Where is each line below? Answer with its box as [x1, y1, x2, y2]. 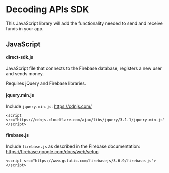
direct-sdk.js [6, 54, 34, 60]
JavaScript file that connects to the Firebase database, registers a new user [6, 65, 162, 71]
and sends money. [6, 70, 44, 76]
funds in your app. [6, 25, 44, 31]
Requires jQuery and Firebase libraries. [6, 80, 86, 86]
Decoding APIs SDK [6, 4, 89, 15]
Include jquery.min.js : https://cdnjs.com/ [6, 103, 92, 109]
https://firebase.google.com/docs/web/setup [6, 148, 99, 154]
